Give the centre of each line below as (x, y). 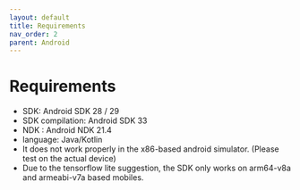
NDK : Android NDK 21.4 (67, 130)
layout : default (39, 17)
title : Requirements (48, 26)
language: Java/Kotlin (62, 140)
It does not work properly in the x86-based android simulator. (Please (150, 149)
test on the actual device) (69, 159)
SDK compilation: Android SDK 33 (85, 120)
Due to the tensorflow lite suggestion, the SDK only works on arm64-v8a (156, 168)
